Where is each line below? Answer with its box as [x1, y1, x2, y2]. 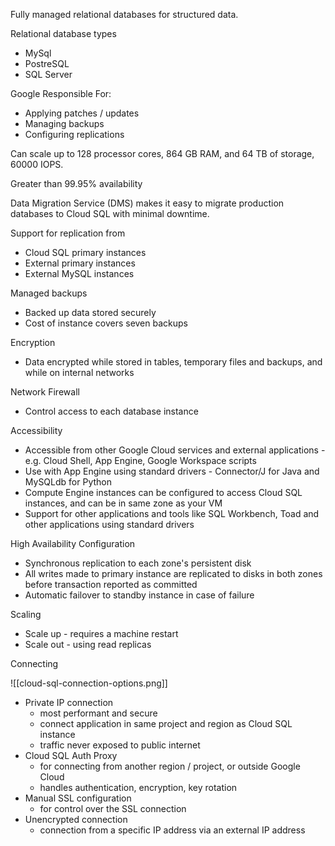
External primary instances [24, 257, 136, 269]
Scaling [10, 609, 42, 620]
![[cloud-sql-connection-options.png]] [10, 677, 168, 689]
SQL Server [24, 69, 73, 80]
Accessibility [10, 425, 63, 436]
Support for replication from [10, 227, 126, 239]
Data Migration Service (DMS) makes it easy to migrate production [10, 197, 285, 209]
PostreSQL [24, 58, 70, 69]
